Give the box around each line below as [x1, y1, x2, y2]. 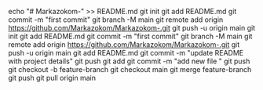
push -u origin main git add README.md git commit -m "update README [8, 49, 244, 57]
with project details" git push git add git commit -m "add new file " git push [8, 56, 250, 66]
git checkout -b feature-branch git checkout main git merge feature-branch [8, 65, 252, 74]
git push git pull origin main [8, 74, 97, 82]
